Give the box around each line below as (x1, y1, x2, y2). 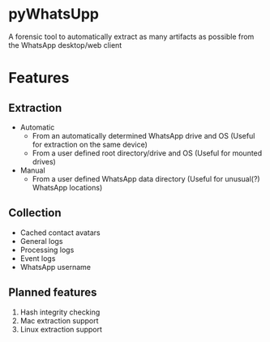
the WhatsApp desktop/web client (8, 40, 122, 49)
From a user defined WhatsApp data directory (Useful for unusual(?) (32, 173, 261, 183)
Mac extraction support (19, 315, 99, 325)
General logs (19, 236, 63, 246)
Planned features (8, 285, 97, 300)
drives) (32, 156, 57, 166)
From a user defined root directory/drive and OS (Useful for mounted (32, 147, 263, 158)
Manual (19, 165, 46, 175)
